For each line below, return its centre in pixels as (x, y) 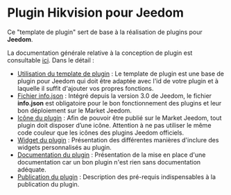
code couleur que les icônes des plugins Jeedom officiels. (101, 133)
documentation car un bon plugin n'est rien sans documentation (109, 162)
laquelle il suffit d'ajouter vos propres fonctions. (85, 88)
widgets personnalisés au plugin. (65, 147)
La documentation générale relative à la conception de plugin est (100, 53)
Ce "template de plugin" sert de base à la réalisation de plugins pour (105, 32)
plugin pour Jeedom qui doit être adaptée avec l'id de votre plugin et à (118, 80)
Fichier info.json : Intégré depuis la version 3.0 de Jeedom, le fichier (114, 96)
